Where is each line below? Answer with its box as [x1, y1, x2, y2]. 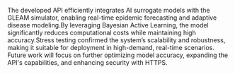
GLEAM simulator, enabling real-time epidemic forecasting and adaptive [7, 13, 217, 22]
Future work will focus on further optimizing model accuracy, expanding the [7, 51, 229, 59]
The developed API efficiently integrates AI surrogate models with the [7, 6, 210, 14]
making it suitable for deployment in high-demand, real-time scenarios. [7, 44, 214, 51]
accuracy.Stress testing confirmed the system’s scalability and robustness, [7, 36, 226, 44]
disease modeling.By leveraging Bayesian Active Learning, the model [7, 21, 209, 29]
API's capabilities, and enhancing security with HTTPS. [7, 58, 168, 66]
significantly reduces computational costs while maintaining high [7, 28, 196, 37]
